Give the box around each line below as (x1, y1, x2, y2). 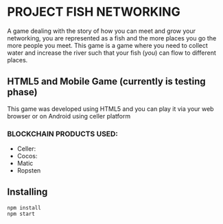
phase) (7, 86, 38, 98)
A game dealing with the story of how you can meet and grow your (7, 27, 196, 35)
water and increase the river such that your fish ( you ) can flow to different (7, 49, 216, 57)
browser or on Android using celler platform (7, 112, 131, 120)
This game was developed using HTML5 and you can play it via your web (7, 104, 214, 113)
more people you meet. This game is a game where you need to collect (7, 41, 208, 49)
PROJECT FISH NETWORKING (7, 4, 180, 20)
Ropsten (16, 166, 41, 175)
